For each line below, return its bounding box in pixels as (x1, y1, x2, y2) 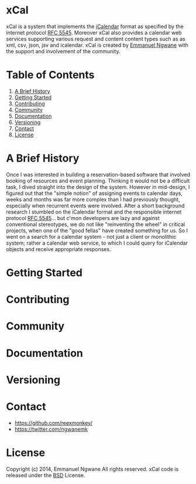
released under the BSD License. (6, 472, 85, 479)
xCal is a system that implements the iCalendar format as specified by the (6, 23, 184, 30)
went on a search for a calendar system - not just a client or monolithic (6, 233, 177, 240)
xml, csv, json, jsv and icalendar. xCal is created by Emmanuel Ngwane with (6, 42, 189, 49)
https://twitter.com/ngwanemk (14, 425, 88, 432)
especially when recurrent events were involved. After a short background (6, 202, 185, 209)
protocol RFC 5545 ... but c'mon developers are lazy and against (6, 214, 160, 221)
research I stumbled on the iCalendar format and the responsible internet (6, 208, 182, 215)
